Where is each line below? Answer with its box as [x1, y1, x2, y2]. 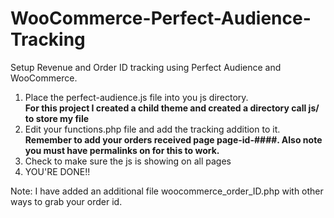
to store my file [24, 112, 90, 124]
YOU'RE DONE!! [24, 165, 91, 177]
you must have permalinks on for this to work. [24, 144, 220, 156]
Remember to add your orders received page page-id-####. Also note [24, 133, 323, 146]
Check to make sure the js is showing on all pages [24, 155, 232, 167]
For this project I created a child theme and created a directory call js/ [24, 102, 320, 114]
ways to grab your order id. [10, 195, 123, 207]
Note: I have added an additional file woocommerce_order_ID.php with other [10, 185, 324, 197]
